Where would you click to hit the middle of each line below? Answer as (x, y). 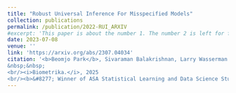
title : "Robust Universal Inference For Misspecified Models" (100, 14)
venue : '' (22, 46)
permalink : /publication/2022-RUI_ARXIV (67, 27)
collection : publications (45, 20)
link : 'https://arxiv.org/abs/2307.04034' (70, 53)
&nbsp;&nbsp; (26, 66)
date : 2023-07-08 (33, 40)
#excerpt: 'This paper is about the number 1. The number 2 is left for (116, 33)
